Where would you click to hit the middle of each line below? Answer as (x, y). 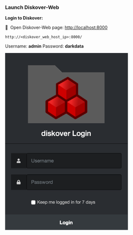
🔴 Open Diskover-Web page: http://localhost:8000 (56, 27)
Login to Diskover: (24, 18)
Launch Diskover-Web (32, 7)
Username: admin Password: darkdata (44, 46)
